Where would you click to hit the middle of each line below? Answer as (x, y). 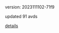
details (12, 26)
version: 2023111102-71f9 (30, 7)
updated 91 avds (21, 16)
